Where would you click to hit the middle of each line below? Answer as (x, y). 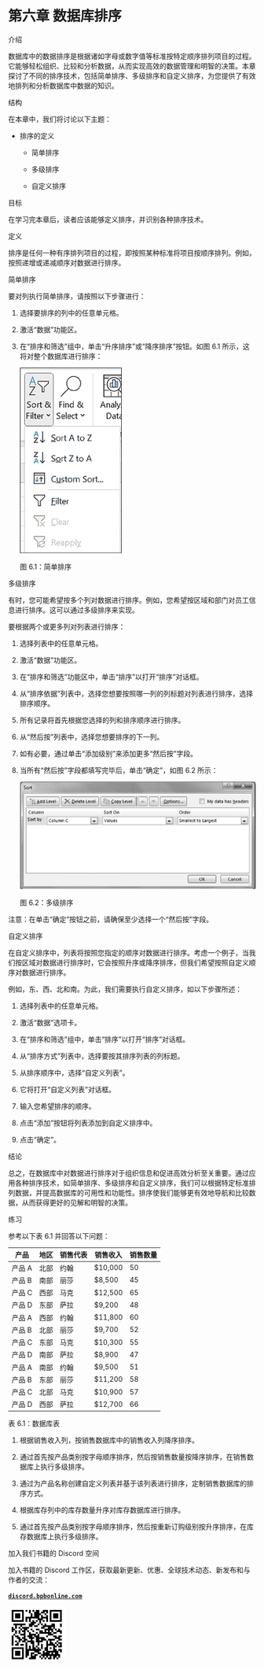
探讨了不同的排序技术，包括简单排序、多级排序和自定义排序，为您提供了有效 (132, 76)
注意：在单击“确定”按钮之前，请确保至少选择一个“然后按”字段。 (111, 919)
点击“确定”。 (40, 1139)
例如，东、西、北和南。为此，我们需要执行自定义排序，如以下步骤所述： (125, 989)
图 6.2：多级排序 (46, 903)
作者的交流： (29, 1579)
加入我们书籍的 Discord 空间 (54, 1553)
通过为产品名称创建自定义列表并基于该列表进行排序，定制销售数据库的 (133, 1483)
